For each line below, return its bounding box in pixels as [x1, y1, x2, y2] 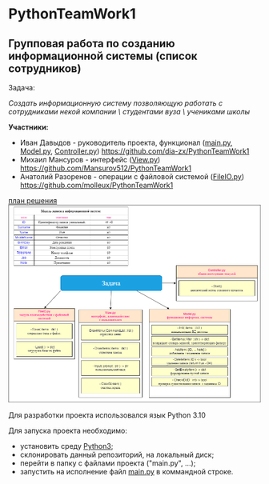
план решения [8, 196, 58, 205]
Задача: [8, 83, 35, 92]
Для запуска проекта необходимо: [8, 426, 128, 436]
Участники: [8, 122, 50, 132]
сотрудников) [8, 62, 82, 75]
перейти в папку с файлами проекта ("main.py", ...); [19, 458, 196, 468]
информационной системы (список [8, 49, 198, 62]
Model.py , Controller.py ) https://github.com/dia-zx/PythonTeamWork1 [19, 146, 250, 156]
